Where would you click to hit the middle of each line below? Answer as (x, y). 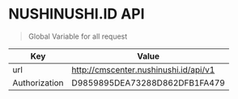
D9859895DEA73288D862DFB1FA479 (148, 83)
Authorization (38, 83)
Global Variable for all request (78, 36)
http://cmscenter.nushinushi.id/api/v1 (143, 69)
